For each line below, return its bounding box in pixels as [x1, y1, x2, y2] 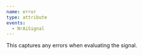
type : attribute [6, 14, 47, 20]
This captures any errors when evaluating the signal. [6, 42, 138, 49]
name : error [6, 8, 36, 15]
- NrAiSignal [12, 25, 45, 32]
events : [6, 20, 26, 26]
